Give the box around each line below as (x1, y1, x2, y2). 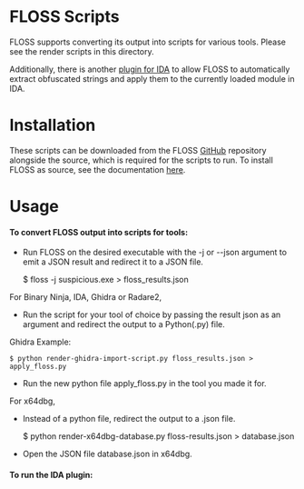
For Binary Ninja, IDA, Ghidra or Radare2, (9, 292, 162, 303)
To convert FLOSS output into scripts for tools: (9, 226, 189, 237)
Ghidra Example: (9, 336, 72, 347)
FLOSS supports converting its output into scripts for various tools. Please (9, 36, 286, 47)
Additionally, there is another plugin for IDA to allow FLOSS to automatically (9, 64, 290, 75)
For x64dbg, (9, 395, 56, 406)
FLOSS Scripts (9, 6, 120, 27)
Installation (9, 115, 96, 135)
